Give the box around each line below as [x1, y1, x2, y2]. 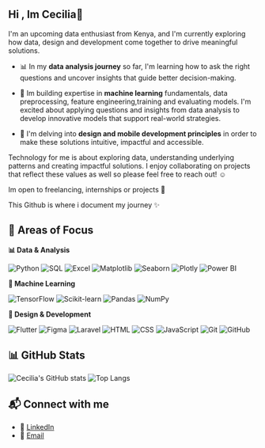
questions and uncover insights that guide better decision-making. [19, 73, 237, 82]
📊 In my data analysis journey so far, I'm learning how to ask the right [19, 61, 251, 71]
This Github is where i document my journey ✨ [8, 199, 160, 210]
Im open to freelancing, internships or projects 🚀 [8, 184, 166, 194]
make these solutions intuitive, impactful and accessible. [19, 137, 204, 146]
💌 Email [19, 431, 45, 440]
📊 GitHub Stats [8, 349, 85, 363]
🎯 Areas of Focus [8, 223, 94, 237]
